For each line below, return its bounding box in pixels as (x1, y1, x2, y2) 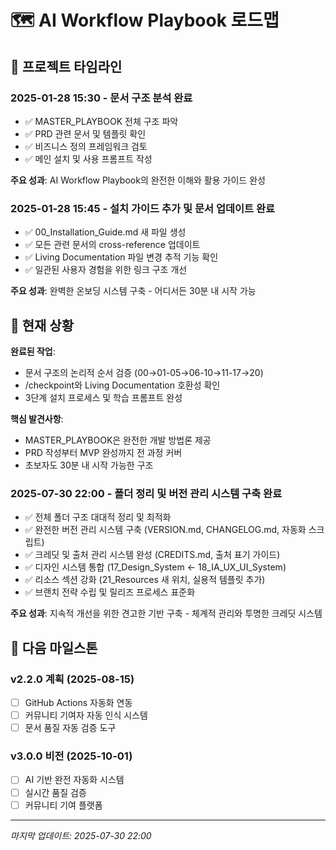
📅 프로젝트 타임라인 (10, 58, 123, 75)
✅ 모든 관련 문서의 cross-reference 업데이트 (24, 239, 201, 251)
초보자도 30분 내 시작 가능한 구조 (24, 459, 154, 471)
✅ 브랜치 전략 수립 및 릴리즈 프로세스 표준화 (24, 586, 196, 598)
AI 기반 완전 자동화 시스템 (24, 774, 125, 786)
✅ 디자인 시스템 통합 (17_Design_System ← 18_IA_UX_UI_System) (24, 561, 287, 573)
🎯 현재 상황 (10, 317, 75, 334)
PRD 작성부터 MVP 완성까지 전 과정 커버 (24, 446, 183, 458)
